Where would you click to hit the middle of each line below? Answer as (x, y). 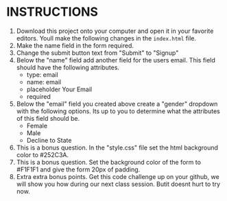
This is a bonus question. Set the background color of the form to (109, 162)
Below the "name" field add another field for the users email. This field (116, 60)
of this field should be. (48, 118)
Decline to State (49, 140)
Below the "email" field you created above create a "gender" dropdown (117, 104)
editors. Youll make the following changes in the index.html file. (106, 38)
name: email (44, 82)
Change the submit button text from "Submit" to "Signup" (97, 53)
